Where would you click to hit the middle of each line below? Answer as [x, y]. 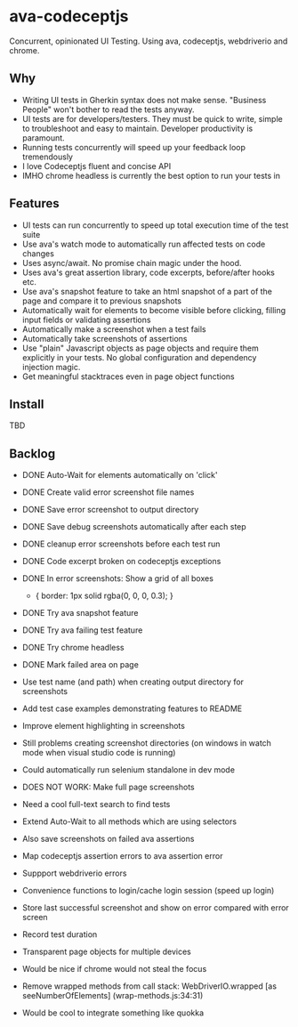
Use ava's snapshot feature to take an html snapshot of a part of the [147, 291]
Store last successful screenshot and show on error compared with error [155, 908]
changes [38, 253]
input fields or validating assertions [86, 319]
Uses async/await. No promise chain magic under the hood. [132, 263]
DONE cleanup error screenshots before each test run [121, 544]
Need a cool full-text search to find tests [96, 805]
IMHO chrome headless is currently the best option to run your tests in [151, 175]
